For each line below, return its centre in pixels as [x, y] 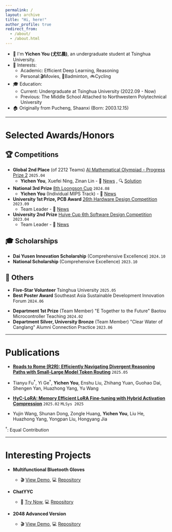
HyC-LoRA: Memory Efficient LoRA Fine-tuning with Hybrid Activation [89, 398]
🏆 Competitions [32, 155]
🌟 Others [20, 278]
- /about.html [25, 39]
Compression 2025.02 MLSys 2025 [48, 404]
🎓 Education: [27, 84]
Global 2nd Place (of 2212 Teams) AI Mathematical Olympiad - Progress [89, 169]
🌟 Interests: [25, 65]
